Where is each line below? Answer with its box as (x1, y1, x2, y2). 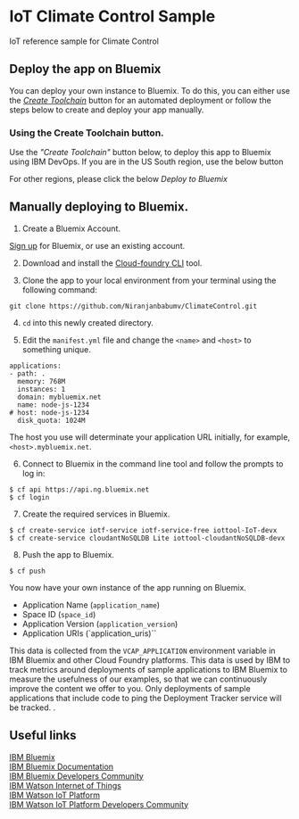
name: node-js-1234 (17, 400, 90, 409)
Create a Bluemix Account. (21, 223, 121, 234)
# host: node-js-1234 (9, 408, 90, 417)
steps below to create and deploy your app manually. (9, 104, 204, 115)
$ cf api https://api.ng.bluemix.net (9, 484, 150, 494)
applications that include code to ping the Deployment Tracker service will (9, 692, 283, 703)
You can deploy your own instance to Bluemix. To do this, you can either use (9, 85, 290, 95)
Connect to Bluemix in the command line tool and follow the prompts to (21, 458, 284, 469)
